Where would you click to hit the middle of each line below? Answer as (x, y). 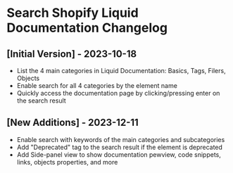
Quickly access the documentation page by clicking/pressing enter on (118, 93)
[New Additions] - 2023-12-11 (73, 123)
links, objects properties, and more (67, 162)
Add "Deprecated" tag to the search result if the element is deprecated (120, 147)
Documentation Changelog (87, 28)
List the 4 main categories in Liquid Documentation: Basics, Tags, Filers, (121, 71)
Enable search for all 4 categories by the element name (97, 85)
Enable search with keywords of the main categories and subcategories (121, 139)
